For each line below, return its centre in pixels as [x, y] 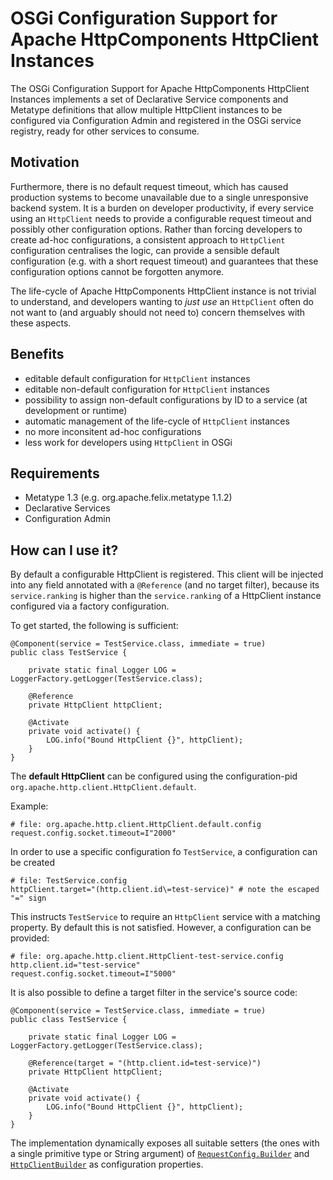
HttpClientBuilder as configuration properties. [107, 1164]
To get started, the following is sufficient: [94, 626]
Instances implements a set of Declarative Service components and [149, 99]
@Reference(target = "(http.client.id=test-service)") [145, 1063]
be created [33, 863]
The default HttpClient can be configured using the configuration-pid [154, 776]
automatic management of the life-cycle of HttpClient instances [157, 421]
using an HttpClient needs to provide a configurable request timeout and [161, 218]
